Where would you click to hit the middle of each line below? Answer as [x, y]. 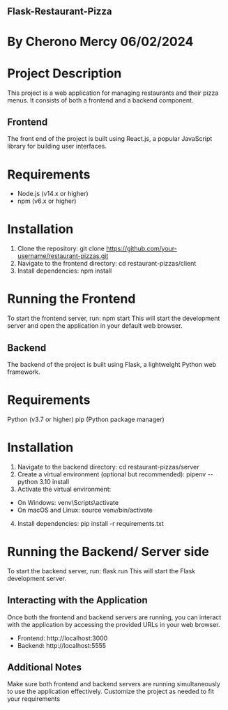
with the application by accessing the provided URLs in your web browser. [114, 624]
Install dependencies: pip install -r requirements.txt [90, 523]
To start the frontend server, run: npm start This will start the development [114, 318]
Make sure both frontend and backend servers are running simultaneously [114, 684]
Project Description [64, 73]
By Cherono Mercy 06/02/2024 [100, 41]
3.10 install [54, 481]
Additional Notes [45, 667]
